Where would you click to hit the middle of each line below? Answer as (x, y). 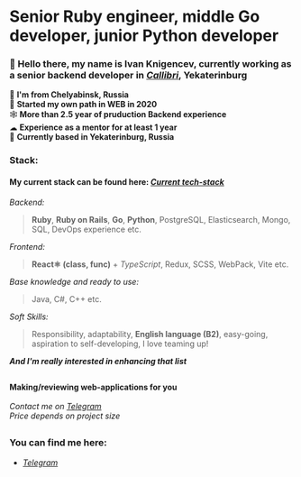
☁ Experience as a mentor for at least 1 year (93, 127)
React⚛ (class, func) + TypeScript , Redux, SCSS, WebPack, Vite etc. (160, 264)
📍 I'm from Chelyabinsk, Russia (69, 95)
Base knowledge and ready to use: (74, 281)
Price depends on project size (65, 416)
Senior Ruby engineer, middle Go (135, 17)
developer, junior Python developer (144, 36)
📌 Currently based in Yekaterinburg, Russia (92, 137)
